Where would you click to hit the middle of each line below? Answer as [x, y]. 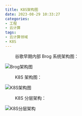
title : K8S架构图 [22, 10]
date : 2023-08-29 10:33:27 [33, 14]
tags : [11, 32]
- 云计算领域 [16, 37]
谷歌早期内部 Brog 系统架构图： [46, 56]
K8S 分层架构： [30, 98]
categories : [17, 19]
